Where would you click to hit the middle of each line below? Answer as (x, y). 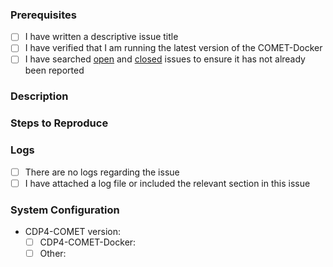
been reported (54, 70)
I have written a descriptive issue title (101, 37)
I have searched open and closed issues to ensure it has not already (165, 59)
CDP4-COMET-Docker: (88, 242)
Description (39, 96)
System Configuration (65, 210)
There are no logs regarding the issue (102, 172)
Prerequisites (43, 15)
